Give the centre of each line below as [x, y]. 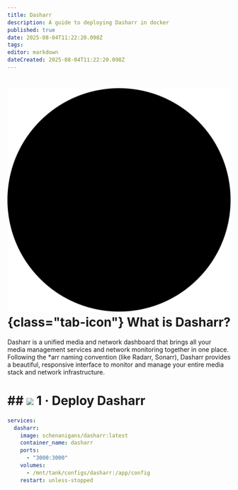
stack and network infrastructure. [56, 372]
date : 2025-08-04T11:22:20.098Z [55, 38]
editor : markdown [33, 52]
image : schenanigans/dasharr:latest [74, 435]
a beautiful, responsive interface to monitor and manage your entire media [116, 364]
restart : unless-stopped [57, 480]
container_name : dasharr [57, 443]
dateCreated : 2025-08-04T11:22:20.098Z [66, 60]
